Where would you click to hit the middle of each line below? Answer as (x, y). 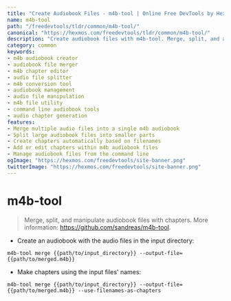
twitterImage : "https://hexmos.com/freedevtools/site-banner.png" (104, 167)
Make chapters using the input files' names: (79, 271)
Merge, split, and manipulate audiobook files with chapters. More (116, 220)
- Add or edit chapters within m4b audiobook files (82, 148)
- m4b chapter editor (38, 71)
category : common (32, 45)
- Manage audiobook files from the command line (78, 154)
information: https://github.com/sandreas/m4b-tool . (97, 227)
